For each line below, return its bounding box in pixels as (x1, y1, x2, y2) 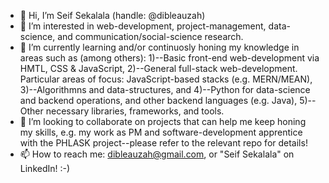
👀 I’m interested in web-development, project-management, (19, 20, 267, 32)
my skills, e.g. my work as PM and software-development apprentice (19, 126, 303, 138)
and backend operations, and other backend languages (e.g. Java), (19, 95, 298, 106)
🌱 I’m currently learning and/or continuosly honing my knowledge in (19, 41, 300, 53)
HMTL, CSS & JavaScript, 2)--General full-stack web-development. (19, 63, 298, 74)
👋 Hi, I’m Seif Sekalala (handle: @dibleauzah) (19, 10, 206, 21)
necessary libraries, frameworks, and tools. (45, 105, 225, 117)
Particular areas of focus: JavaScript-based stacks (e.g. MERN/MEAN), (19, 73, 313, 85)
